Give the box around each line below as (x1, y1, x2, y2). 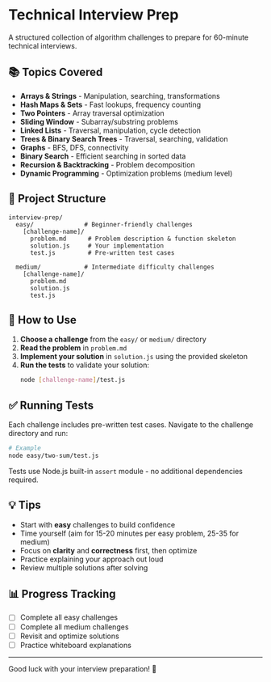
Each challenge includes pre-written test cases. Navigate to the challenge (8, 420, 254, 430)
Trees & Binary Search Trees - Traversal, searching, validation (19, 133, 228, 143)
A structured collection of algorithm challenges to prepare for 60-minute (8, 32, 249, 42)
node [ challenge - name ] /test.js (19, 376, 126, 384)
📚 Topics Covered (8, 66, 103, 79)
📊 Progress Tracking (8, 587, 116, 601)
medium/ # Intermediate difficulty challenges (15, 263, 215, 271)
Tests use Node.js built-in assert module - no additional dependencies (8, 466, 244, 476)
